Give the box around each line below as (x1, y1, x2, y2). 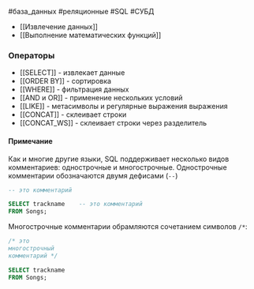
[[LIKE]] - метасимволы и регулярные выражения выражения (19, 102, 228, 111)
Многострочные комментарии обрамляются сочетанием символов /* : (8, 222, 248, 231)
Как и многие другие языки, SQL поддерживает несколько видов (8, 154, 230, 163)
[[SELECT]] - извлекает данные (19, 68, 125, 77)
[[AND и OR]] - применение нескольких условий (19, 93, 183, 103)
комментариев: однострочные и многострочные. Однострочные (8, 162, 227, 172)
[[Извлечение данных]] (19, 22, 99, 31)
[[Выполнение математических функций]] (19, 31, 162, 39)
